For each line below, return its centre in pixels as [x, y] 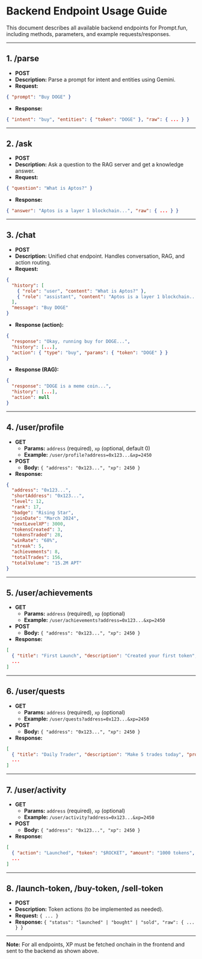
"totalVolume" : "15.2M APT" [47, 563]
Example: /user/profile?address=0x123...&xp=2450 [88, 454]
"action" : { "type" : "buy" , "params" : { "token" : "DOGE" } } [90, 353]
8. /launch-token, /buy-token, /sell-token [85, 888]
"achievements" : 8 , [36, 552]
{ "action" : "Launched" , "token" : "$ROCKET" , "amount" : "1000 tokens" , [103, 853]
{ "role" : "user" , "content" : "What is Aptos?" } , [82, 291]
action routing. [33, 262]
